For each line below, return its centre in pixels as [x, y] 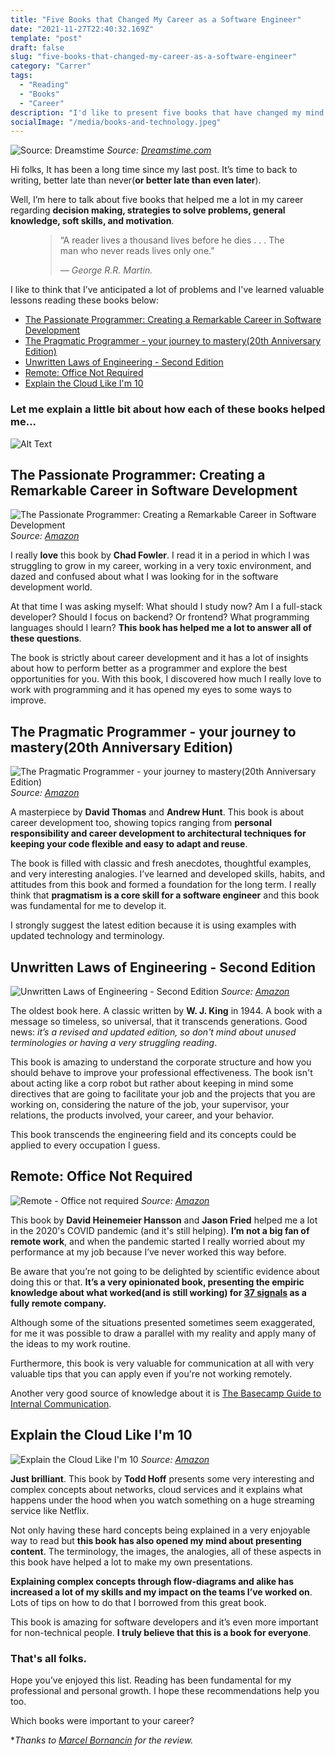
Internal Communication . [61, 1403]
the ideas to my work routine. [70, 1343]
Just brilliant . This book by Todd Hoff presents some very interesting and [162, 1478]
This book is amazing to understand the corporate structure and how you [161, 1062]
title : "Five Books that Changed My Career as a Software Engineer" [156, 19]
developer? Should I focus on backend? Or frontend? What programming [160, 617]
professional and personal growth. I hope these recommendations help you [165, 1690]
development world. [51, 587]
